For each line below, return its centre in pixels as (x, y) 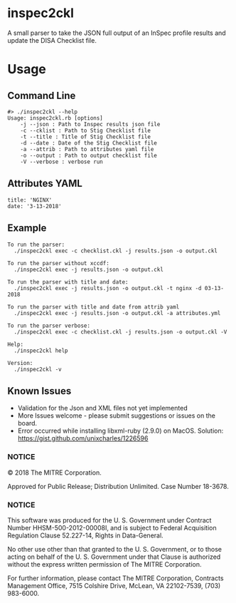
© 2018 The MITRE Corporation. (54, 473)
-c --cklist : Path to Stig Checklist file (86, 130)
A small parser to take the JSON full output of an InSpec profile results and (117, 33)
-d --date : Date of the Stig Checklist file (89, 143)
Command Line (42, 95)
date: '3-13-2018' (34, 206)
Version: (20, 363)
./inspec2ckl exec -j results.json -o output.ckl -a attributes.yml (117, 313)
